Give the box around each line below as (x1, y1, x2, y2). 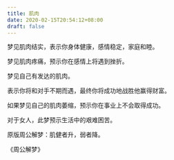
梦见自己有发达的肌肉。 (7, 72, 74, 80)
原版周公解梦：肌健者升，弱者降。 (7, 130, 104, 139)
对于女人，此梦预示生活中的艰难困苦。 (7, 116, 116, 124)
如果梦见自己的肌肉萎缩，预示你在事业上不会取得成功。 (7, 101, 164, 110)
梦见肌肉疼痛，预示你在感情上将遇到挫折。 (7, 57, 128, 66)
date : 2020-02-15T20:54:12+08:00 (7, 17, 104, 23)
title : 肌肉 (7, 10, 39, 17)
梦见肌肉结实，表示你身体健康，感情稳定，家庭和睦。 (7, 43, 159, 51)
